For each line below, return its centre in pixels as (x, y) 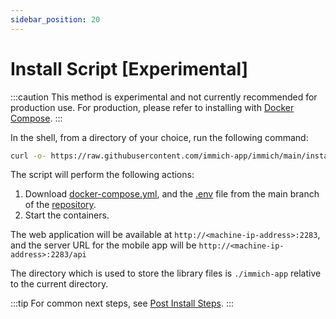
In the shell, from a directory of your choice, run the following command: (159, 137)
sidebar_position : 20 (55, 19)
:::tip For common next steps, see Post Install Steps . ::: (122, 303)
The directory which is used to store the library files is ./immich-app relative (166, 273)
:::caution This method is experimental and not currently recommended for (164, 97)
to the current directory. (59, 284)
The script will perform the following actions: (102, 175)
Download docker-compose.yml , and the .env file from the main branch (172, 194)
